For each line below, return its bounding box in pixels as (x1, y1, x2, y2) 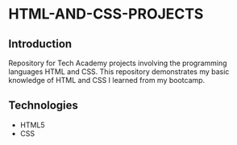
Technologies (8, 98, 79, 113)
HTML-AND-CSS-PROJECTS (8, 5, 204, 23)
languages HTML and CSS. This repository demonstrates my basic (8, 67, 230, 77)
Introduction (8, 37, 73, 51)
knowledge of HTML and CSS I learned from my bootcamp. (8, 76, 206, 85)
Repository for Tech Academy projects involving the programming (8, 58, 227, 68)
